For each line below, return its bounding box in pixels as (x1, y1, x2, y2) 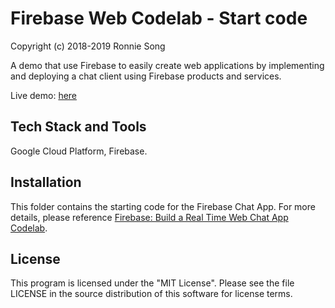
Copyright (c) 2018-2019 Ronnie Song (10, 40, 166, 52)
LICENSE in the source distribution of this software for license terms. (10, 288, 293, 300)
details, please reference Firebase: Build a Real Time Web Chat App (10, 211, 289, 223)
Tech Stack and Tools (10, 118, 147, 136)
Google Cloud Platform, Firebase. (10, 145, 148, 157)
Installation (10, 174, 82, 191)
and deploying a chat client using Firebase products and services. (10, 70, 282, 82)
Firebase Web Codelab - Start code (10, 7, 308, 30)
